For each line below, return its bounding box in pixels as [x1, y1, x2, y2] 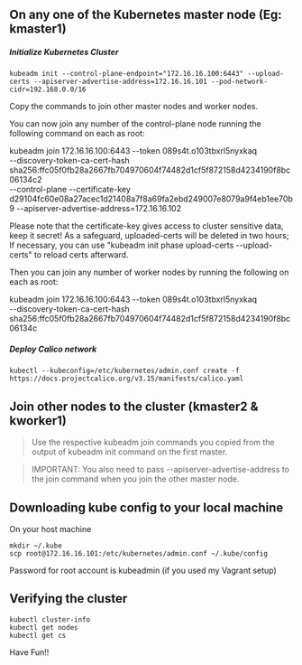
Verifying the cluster [9, 591, 128, 606]
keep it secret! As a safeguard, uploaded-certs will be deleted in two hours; [9, 230, 289, 241]
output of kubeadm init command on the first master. [31, 446, 228, 457]
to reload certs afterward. [33, 249, 129, 260]
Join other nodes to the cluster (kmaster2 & [9, 398, 259, 414]
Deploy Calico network [9, 343, 97, 354]
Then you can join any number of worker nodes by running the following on [9, 267, 289, 278]
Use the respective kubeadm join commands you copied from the [31, 437, 275, 448]
